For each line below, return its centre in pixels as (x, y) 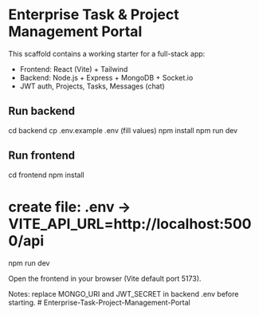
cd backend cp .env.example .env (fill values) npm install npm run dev (123, 130)
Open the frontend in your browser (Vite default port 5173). (105, 278)
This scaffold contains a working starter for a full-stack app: (107, 53)
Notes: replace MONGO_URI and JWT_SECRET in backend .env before (124, 293)
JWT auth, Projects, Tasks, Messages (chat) (92, 86)
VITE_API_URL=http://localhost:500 (130, 224)
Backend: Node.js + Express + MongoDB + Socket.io (106, 77)
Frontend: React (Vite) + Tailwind (74, 69)
